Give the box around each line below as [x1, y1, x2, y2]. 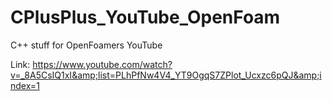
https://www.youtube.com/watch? [32, 58, 173, 70]
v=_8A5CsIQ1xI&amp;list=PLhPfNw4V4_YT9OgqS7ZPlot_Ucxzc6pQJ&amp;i [10, 69, 322, 81]
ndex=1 [10, 79, 40, 91]
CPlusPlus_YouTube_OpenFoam [10, 6, 281, 29]
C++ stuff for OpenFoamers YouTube [10, 39, 163, 51]
